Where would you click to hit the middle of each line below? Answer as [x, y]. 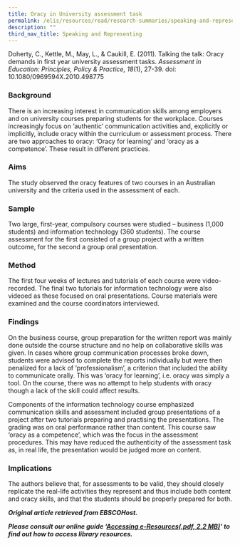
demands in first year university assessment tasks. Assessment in [105, 62]
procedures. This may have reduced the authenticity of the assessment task [120, 442]
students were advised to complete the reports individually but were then [115, 360]
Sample [21, 209]
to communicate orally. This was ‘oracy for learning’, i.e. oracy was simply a [119, 375]
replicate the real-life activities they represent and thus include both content [120, 492]
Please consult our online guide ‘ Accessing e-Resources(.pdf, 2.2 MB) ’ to [119, 526]
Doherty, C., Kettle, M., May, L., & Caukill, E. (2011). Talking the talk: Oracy [116, 54]
